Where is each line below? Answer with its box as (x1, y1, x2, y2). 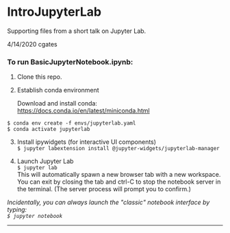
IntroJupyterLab (7, 4, 101, 20)
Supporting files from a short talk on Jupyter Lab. (7, 27, 146, 35)
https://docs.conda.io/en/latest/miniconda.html (16, 107, 150, 115)
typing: (7, 206, 27, 214)
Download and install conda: (16, 99, 98, 108)
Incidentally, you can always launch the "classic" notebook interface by (7, 198, 210, 206)
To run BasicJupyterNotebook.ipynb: (7, 57, 133, 66)
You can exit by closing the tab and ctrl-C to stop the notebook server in (16, 177, 221, 186)
